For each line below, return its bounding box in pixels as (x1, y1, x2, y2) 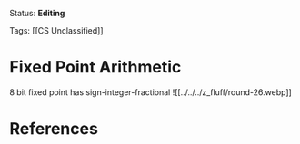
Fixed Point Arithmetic (9, 57, 182, 78)
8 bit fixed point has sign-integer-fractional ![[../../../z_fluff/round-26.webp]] (9, 86, 293, 98)
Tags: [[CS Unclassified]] (9, 25, 104, 35)
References (9, 119, 98, 139)
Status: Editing (9, 8, 65, 18)
